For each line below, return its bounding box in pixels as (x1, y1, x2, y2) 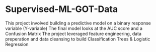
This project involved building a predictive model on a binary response (5, 20, 151, 26)
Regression (5, 41, 29, 47)
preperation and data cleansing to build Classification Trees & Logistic (5, 36, 150, 42)
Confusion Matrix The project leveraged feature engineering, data (5, 30, 142, 36)
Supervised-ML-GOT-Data (5, 3, 118, 15)
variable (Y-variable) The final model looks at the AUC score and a (5, 25, 142, 31)
